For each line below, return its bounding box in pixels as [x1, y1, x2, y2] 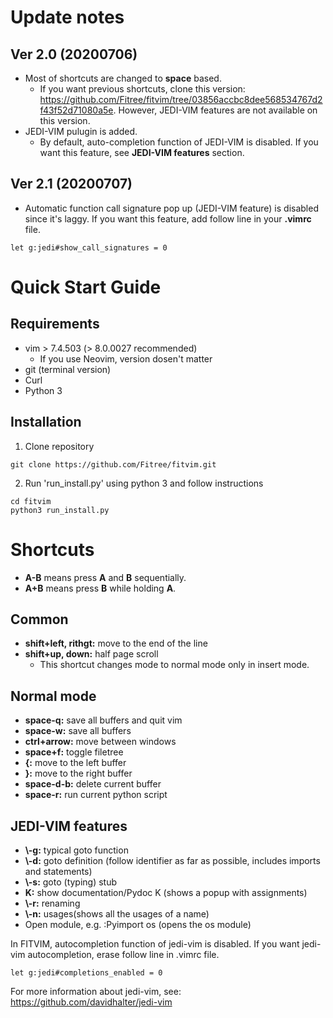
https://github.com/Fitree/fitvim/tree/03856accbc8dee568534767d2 [39, 94, 323, 105]
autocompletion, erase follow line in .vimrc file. [27, 949, 220, 960]
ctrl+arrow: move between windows [24, 736, 177, 748]
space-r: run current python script [24, 789, 168, 801]
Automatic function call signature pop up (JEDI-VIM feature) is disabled [24, 202, 319, 214]
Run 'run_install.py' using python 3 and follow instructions [24, 477, 264, 489]
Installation [10, 414, 82, 431]
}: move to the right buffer [24, 767, 133, 780]
